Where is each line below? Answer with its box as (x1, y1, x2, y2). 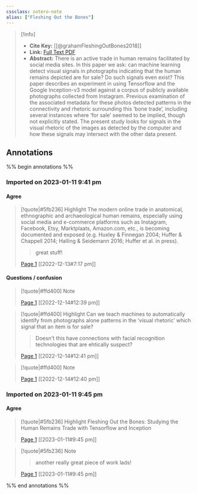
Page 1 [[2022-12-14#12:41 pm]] (20, 352, 99, 359)
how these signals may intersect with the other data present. (29, 130, 177, 137)
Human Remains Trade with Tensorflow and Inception (20, 424, 152, 431)
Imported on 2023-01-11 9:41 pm (6, 178, 102, 186)
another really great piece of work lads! (35, 458, 132, 466)
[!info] (20, 30, 35, 37)
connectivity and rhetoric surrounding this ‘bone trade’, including (29, 105, 188, 112)
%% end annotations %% (6, 482, 69, 489)
